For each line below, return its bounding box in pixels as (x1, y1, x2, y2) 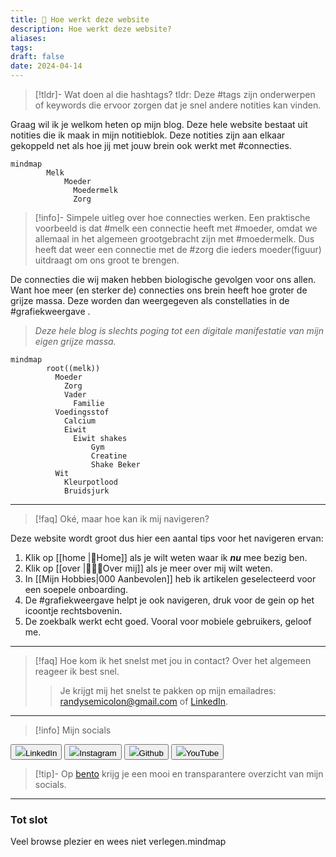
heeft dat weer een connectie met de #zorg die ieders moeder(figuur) (34, 244, 322, 255)
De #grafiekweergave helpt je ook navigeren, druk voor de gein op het (24, 594, 315, 606)
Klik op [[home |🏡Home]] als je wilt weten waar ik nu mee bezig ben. (24, 552, 308, 563)
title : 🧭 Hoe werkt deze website (10, 14, 150, 25)
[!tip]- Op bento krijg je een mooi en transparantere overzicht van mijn (34, 768, 324, 780)
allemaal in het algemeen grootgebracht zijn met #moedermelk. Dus (34, 233, 315, 245)
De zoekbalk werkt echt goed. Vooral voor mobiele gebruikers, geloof (24, 616, 312, 627)
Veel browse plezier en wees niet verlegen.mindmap (10, 836, 227, 848)
